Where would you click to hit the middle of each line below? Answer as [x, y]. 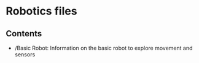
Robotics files [41, 11]
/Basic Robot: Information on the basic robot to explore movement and [103, 48]
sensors [25, 55]
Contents [24, 34]
